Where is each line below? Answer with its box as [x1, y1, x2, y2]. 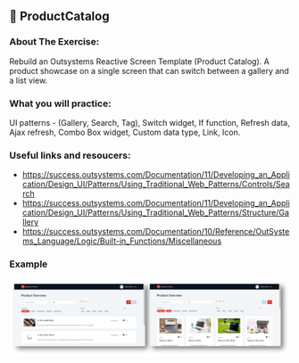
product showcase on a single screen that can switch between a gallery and [9, 65, 290, 76]
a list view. [9, 75, 48, 86]
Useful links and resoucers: [9, 149, 131, 161]
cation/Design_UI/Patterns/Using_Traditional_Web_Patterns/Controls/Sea [21, 179, 290, 190]
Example [9, 258, 48, 270]
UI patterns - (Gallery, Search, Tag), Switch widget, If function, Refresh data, [9, 117, 290, 128]
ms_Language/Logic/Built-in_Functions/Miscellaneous [21, 235, 222, 246]
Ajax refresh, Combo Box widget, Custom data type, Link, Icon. [9, 127, 241, 137]
